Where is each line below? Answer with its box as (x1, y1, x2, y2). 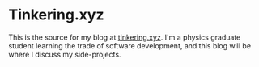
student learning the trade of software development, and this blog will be (8, 40, 252, 50)
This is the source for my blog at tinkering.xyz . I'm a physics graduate (8, 32, 241, 42)
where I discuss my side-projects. (8, 49, 121, 59)
